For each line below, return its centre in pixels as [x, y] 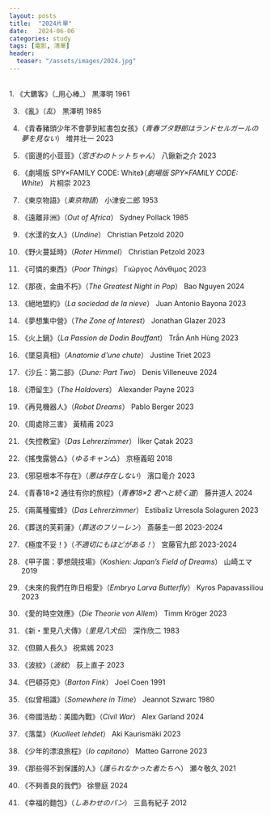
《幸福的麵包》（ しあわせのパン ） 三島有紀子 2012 [104, 802]
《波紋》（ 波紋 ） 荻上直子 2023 [72, 664]
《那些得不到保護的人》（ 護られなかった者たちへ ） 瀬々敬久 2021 [129, 768]
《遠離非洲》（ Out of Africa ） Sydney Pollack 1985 [105, 217]
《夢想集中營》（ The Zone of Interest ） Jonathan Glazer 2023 [123, 320]
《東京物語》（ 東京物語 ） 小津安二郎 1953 [89, 200]
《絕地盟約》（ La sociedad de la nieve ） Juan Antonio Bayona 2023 [133, 303]
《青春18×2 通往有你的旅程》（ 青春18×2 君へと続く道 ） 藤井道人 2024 [137, 493]
